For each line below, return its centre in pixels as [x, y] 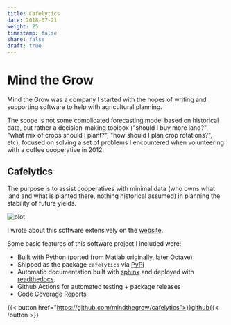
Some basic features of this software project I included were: [94, 243]
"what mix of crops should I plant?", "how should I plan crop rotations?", [110, 135]
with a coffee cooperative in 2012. [56, 149]
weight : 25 [23, 26]
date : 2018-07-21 [32, 20]
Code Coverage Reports [52, 294]
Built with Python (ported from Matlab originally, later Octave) [105, 257]
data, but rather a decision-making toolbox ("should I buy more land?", [108, 127]
